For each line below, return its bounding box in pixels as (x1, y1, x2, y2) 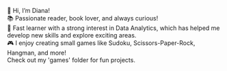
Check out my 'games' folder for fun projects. (7, 56, 135, 64)
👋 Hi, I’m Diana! (7, 7, 50, 14)
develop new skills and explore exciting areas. (7, 31, 137, 39)
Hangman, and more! (7, 48, 67, 57)
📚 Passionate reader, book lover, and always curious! (7, 14, 159, 22)
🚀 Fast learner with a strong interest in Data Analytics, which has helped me (7, 24, 220, 32)
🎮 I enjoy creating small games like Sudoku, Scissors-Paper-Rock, (7, 39, 196, 47)
